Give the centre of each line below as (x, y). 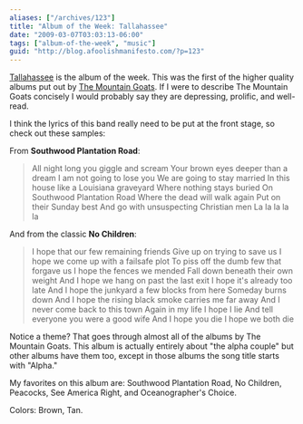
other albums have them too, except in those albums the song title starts (144, 356)
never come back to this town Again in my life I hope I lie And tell (152, 310)
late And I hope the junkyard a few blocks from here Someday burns (159, 290)
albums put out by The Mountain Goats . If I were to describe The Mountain (149, 87)
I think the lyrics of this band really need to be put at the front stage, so (142, 124)
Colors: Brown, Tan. (46, 410)
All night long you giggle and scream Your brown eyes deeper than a (160, 169)
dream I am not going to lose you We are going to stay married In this (161, 178)
